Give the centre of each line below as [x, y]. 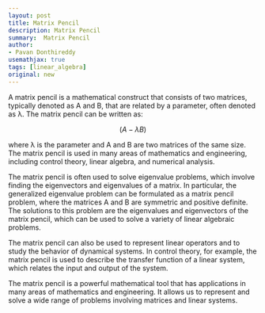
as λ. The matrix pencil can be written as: [76, 114]
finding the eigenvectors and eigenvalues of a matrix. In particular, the [123, 185]
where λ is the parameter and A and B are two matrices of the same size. [127, 144]
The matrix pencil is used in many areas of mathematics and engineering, [128, 153]
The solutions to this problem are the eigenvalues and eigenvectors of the [129, 210]
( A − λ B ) [133, 129]
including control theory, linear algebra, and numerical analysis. [112, 161]
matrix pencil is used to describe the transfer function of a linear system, [127, 259]
